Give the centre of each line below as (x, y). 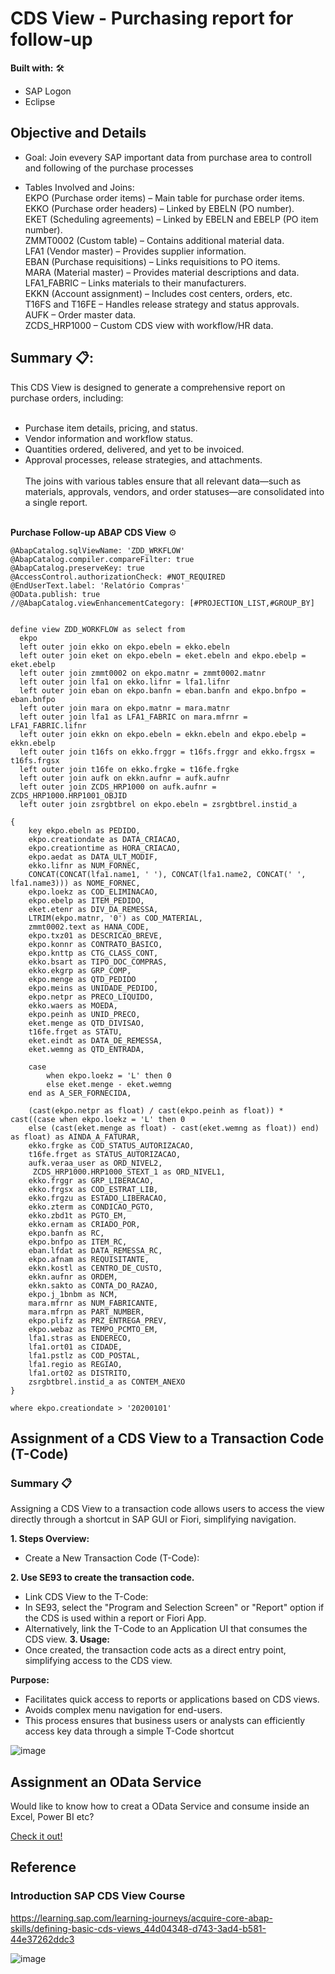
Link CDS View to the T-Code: (86, 1597)
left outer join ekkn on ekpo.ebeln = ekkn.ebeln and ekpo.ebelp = (163, 734)
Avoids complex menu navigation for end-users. (123, 1710)
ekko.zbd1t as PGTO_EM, (78, 1215)
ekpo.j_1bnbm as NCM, (73, 1294)
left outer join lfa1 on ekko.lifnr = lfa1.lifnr (124, 682)
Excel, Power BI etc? (52, 1817)
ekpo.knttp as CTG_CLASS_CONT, (93, 953)
